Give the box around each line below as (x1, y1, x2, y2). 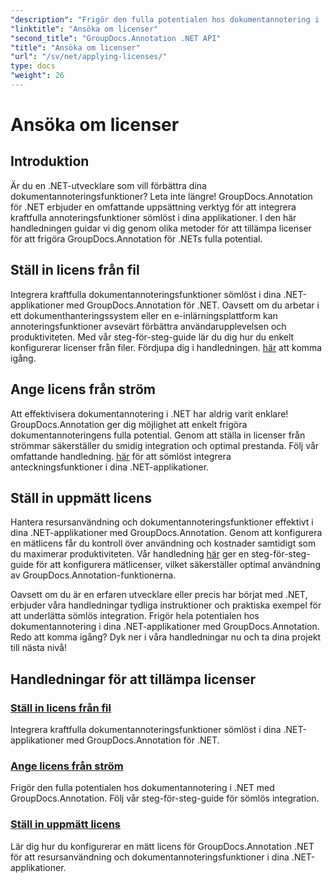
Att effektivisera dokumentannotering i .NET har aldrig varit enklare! (10, 407, 289, 420)
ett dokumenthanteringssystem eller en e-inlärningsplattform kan (10, 309, 278, 321)
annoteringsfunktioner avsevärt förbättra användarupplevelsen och (10, 320, 287, 332)
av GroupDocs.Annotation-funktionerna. (10, 569, 177, 581)
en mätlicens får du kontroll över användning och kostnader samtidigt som (10, 537, 317, 550)
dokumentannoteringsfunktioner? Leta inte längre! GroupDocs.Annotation (10, 190, 313, 202)
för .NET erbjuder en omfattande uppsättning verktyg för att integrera (10, 201, 297, 213)
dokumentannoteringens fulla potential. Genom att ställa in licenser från (10, 429, 306, 441)
